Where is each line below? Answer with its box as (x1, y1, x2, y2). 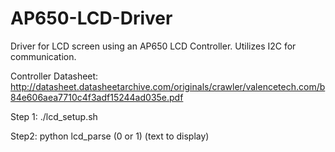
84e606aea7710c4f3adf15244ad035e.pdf (10, 91, 184, 103)
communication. (10, 50, 77, 62)
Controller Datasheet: (10, 70, 99, 82)
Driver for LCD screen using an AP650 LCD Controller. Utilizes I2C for (10, 40, 297, 52)
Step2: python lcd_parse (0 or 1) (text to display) (10, 130, 210, 142)
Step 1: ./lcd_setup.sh (10, 110, 98, 122)
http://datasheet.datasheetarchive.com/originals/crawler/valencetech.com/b (10, 80, 326, 92)
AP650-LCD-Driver (10, 7, 173, 30)
